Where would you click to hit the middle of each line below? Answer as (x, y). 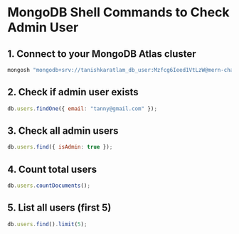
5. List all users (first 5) (59, 208)
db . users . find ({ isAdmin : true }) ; (60, 147)
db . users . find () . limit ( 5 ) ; (47, 224)
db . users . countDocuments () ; (49, 186)
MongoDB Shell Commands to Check (118, 12)
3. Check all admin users (63, 131)
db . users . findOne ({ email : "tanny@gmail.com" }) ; (83, 108)
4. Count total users (52, 169)
